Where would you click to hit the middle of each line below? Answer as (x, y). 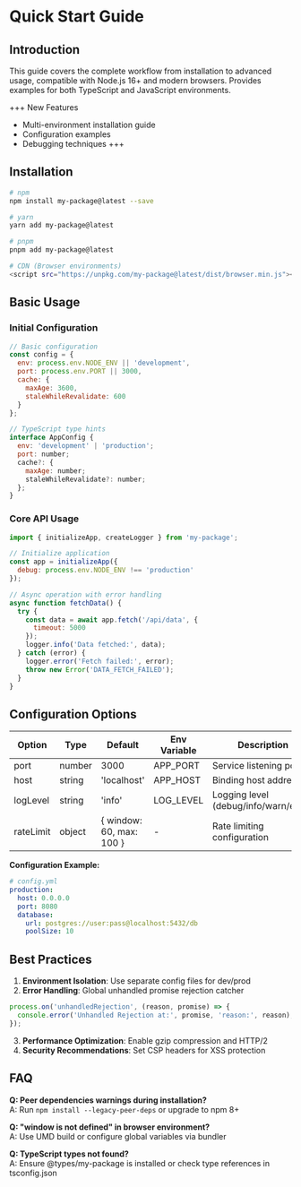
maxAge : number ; (56, 471)
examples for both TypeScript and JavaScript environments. (120, 90)
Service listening (247, 766)
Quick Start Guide (77, 17)
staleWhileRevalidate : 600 (76, 396)
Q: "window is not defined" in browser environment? (110, 1127)
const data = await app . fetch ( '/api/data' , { (112, 620)
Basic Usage (45, 302)
